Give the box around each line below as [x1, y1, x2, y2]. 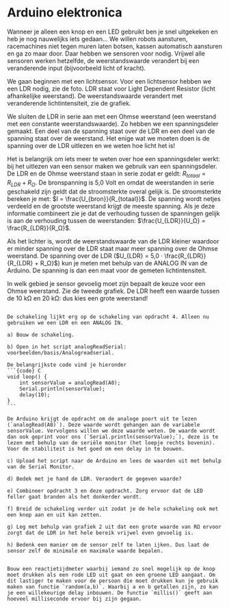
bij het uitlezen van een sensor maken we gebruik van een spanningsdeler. [7, 162, 217, 170]
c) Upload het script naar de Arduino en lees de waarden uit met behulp [7, 457, 222, 464]
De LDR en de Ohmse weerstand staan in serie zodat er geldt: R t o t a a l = [7, 169, 206, 179]
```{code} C [7, 367, 41, 374]
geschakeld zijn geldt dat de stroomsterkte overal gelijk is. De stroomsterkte [7, 187, 221, 195]
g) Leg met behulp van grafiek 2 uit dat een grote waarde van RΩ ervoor [7, 523, 222, 530]
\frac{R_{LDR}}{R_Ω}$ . [7, 224, 71, 232]
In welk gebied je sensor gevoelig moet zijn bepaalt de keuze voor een [7, 279, 206, 287]
